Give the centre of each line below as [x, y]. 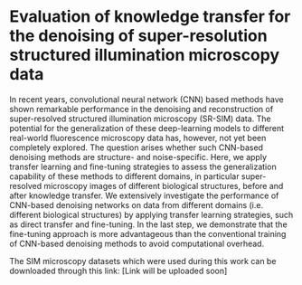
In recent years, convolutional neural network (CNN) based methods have [146, 99]
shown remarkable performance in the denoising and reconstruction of [142, 109]
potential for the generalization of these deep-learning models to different [147, 128]
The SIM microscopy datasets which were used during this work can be [143, 261]
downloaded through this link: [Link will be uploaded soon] [118, 271]
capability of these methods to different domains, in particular [124, 176]
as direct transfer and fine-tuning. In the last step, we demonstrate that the [148, 224]
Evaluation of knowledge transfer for [150, 17]
